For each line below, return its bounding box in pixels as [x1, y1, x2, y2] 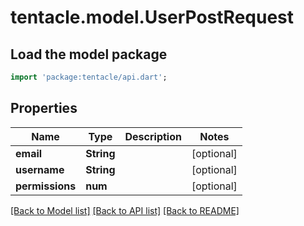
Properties [10, 100, 78, 117]
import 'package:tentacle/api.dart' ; [10, 72, 168, 82]
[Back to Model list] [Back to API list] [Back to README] [10, 204, 240, 216]
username [15, 162, 65, 176]
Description [124, 129, 182, 143]
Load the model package [10, 46, 168, 63]
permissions [15, 179, 77, 193]
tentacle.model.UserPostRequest [10, 6, 295, 29]
